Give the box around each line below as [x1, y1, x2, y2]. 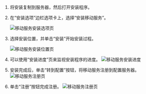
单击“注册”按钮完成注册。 [9, 84, 62, 90]
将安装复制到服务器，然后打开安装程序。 [9, 4, 92, 10]
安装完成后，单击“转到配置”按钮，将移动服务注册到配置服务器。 [9, 67, 140, 73]
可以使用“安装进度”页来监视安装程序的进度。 [9, 57, 101, 63]
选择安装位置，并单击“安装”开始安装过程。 [9, 36, 96, 41]
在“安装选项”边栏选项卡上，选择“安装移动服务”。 [9, 15, 109, 21]
